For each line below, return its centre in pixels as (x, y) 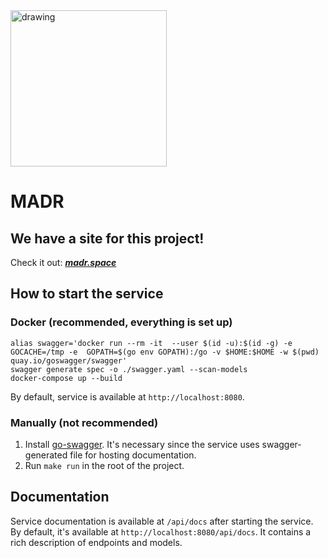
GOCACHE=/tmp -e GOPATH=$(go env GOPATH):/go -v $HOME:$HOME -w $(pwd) (165, 352)
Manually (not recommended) (84, 422)
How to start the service (87, 294)
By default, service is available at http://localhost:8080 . (127, 396)
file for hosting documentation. (133, 455)
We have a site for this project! (107, 238)
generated (46, 455)
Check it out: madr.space (63, 262)
